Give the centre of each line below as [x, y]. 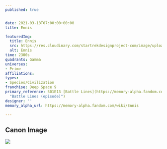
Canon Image [26, 130]
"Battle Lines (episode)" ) [38, 96]
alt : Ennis [21, 50]
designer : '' [19, 101]
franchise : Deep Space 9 [31, 87]
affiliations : [20, 73]
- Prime [13, 69]
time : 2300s [17, 55]
